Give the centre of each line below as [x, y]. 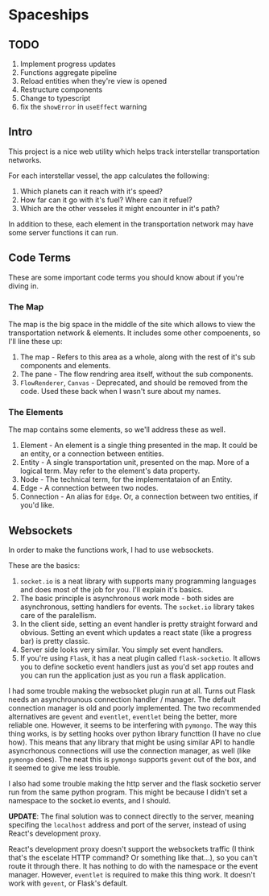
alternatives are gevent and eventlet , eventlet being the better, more [123, 717]
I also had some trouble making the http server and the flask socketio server [135, 784]
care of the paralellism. [58, 616]
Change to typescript [55, 98]
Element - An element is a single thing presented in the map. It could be [139, 446]
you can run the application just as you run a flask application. [123, 675]
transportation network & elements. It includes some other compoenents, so [134, 333]
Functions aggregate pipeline [68, 73]
